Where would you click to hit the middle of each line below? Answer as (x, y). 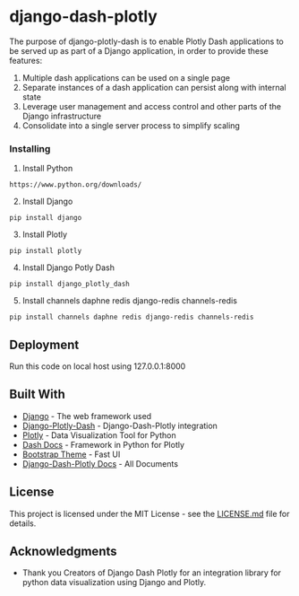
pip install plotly (46, 251)
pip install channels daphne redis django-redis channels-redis (132, 317)
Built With (37, 394)
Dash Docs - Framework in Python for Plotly (103, 444)
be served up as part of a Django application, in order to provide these (139, 50)
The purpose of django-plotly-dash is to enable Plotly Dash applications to (147, 41)
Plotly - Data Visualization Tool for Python (99, 435)
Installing (30, 148)
